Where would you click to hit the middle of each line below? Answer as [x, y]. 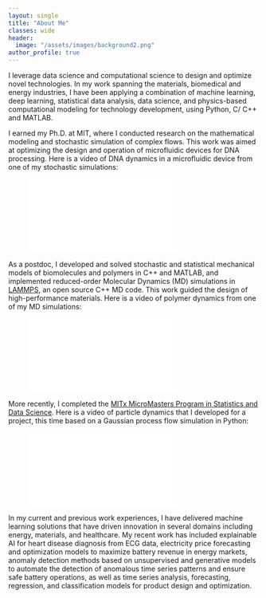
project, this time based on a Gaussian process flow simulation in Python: [129, 421]
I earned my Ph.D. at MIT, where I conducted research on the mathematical [131, 133]
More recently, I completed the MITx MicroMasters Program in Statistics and [133, 404]
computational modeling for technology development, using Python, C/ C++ [133, 109]
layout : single [33, 16]
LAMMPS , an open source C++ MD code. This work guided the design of [128, 289]
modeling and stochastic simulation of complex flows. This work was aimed [132, 142]
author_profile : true [44, 53]
